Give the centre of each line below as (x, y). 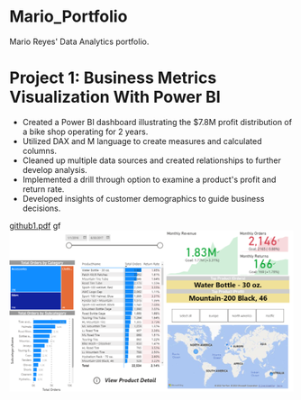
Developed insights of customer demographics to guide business (143, 198)
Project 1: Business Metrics (113, 78)
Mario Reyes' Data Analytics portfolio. (79, 41)
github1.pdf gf (35, 225)
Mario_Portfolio (68, 17)
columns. (39, 150)
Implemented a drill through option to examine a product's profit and (149, 179)
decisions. (41, 208)
